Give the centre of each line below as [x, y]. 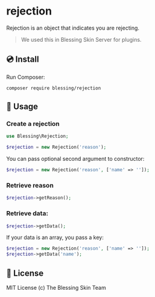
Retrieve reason [30, 185]
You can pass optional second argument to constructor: [75, 159]
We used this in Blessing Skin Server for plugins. [81, 39]
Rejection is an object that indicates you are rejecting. [73, 28]
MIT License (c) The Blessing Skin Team [56, 287]
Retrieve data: [27, 214]
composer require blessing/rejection [54, 88]
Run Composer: [26, 77]
